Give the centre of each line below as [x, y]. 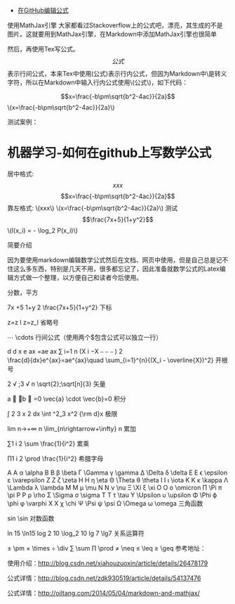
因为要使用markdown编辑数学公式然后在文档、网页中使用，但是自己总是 [112, 259]
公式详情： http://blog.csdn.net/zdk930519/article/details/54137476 [104, 578]
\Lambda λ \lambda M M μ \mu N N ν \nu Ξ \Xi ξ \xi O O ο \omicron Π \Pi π [115, 487]
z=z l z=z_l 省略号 [33, 322]
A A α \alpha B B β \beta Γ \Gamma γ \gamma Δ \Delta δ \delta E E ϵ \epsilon [117, 473]
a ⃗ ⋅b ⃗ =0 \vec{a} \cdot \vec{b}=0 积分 [67, 399]
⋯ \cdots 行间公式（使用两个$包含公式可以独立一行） [85, 337]
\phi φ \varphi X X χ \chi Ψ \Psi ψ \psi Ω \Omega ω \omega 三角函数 [105, 503]
